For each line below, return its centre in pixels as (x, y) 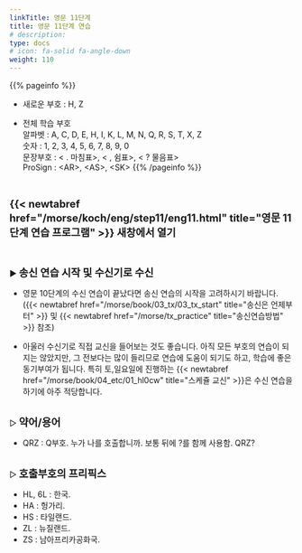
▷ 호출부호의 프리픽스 (58, 473)
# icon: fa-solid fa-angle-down (70, 52)
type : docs (30, 43)
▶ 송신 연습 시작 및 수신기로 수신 (82, 272)
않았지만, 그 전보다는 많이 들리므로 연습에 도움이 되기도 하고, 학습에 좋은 (165, 357)
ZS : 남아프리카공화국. (61, 539)
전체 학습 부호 (46, 123)
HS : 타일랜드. (47, 517)
